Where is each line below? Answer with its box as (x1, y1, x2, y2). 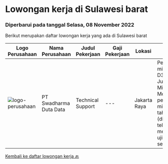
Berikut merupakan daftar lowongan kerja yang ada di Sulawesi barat (5, 32, 147, 38)
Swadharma (41, 100, 70, 107)
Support (75, 103, 95, 110)
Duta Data (41, 106, 65, 113)
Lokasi (135, 47, 151, 54)
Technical (75, 96, 99, 103)
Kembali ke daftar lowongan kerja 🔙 (5, 153, 79, 159)
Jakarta (134, 96, 152, 103)
